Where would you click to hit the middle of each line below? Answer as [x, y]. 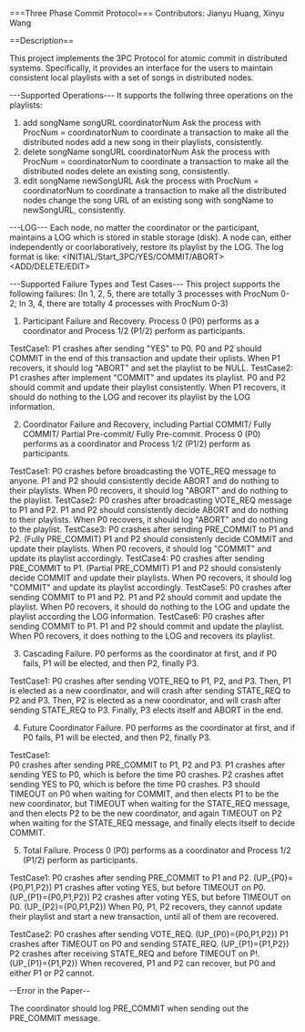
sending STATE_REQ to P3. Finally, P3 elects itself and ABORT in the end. [147, 710]
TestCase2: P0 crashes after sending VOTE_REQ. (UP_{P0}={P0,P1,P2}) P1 [149, 934]
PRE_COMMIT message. [55, 1018]
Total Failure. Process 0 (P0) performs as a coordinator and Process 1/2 [157, 850]
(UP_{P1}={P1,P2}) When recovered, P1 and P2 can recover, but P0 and [142, 963]
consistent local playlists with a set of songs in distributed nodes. [132, 78]
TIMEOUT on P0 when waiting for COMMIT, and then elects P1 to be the [144, 794]
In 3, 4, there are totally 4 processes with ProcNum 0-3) [124, 303]
